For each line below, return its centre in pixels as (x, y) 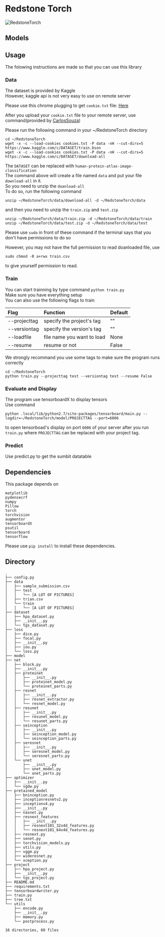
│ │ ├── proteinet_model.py (39, 682)
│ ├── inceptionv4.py (30, 804)
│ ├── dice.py (22, 634)
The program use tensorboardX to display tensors (56, 400)
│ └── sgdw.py (22, 786)
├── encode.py (29, 908)
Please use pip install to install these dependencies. (60, 546)
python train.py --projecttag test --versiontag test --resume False (79, 376)
